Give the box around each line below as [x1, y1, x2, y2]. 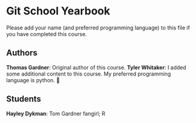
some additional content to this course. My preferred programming [6, 70, 171, 77]
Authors [6, 48, 38, 58]
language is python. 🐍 [6, 76, 60, 83]
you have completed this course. [6, 30, 87, 37]
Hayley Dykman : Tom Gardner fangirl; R [6, 110, 105, 117]
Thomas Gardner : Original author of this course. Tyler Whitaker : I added [6, 64, 187, 71]
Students [6, 94, 41, 104]
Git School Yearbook [6, 4, 110, 18]
